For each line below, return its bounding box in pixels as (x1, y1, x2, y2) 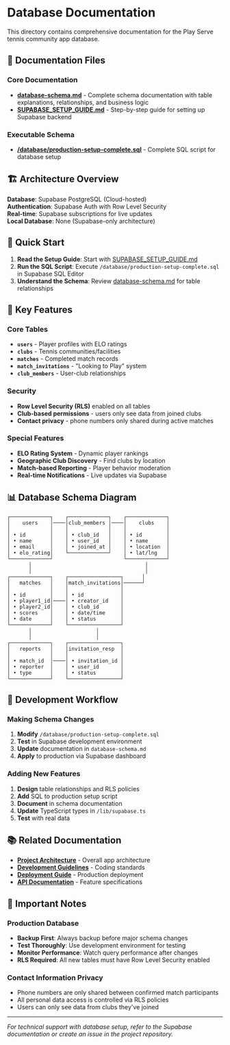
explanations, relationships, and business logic (16, 98, 149, 106)
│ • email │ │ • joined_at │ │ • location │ (7, 543, 170, 550)
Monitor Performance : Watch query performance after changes (16, 948, 199, 957)
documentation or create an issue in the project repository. (7, 1030, 173, 1038)
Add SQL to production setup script (16, 792, 118, 800)
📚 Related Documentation (7, 834, 122, 846)
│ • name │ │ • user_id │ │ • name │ (7, 537, 170, 544)
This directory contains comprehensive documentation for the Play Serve (7, 27, 214, 36)
